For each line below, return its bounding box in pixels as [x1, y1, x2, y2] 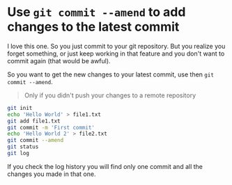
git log [7, 150, 30, 157]
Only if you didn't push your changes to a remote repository [24, 91, 196, 99]
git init [7, 104, 33, 111]
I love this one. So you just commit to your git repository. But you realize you [7, 42, 226, 50]
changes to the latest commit [7, 19, 180, 35]
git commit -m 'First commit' [7, 124, 95, 131]
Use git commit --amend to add [7, 4, 186, 20]
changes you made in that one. [7, 170, 96, 178]
